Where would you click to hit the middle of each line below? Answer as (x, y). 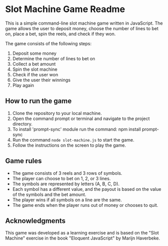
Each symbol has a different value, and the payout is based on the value (87, 189)
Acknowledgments (36, 221)
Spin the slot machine (35, 69)
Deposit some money (34, 53)
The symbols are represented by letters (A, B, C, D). (66, 184)
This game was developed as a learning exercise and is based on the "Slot (82, 233)
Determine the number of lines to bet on (54, 58)
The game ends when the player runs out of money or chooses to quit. (85, 205)
